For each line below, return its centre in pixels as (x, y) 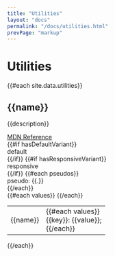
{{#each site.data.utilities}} (45, 86)
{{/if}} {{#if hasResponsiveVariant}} (57, 159)
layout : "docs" (29, 20)
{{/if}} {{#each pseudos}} (43, 173)
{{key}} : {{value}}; (74, 220)
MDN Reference (30, 137)
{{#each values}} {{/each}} (45, 195)
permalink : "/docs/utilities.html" (58, 26)
